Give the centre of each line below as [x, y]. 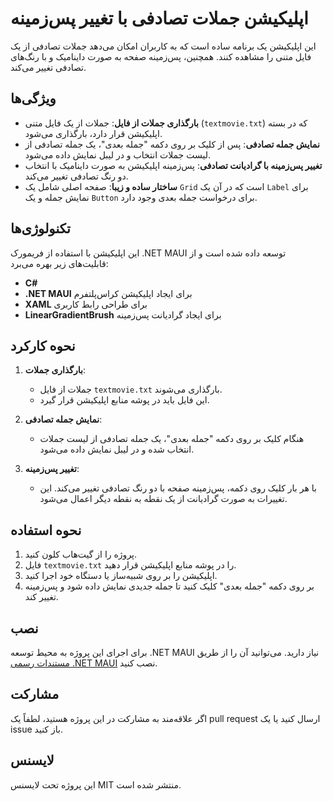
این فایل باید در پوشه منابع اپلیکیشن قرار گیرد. [124, 400]
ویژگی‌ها [33, 98]
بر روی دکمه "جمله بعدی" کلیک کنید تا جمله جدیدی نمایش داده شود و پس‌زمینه [169, 586]
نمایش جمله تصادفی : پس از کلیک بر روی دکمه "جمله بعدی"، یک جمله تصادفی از [172, 144]
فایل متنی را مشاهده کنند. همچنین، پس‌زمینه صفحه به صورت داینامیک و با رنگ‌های [161, 56]
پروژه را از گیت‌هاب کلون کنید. [81, 554]
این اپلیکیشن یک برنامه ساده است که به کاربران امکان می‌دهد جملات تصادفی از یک [163, 46]
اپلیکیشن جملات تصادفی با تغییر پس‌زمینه [159, 18]
